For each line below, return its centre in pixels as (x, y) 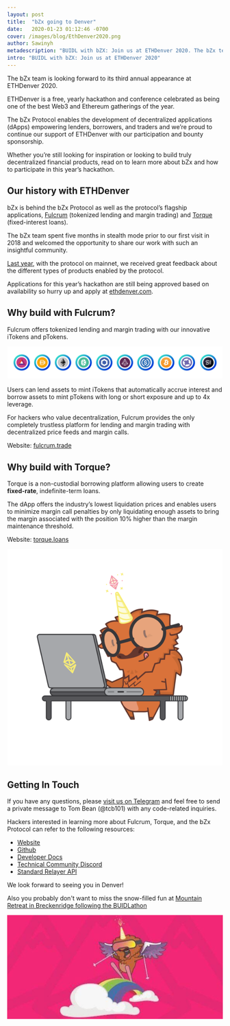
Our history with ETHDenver (68, 191)
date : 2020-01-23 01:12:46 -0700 (58, 29)
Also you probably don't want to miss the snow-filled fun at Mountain (105, 898)
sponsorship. (26, 141)
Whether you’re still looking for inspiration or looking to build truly (99, 155)
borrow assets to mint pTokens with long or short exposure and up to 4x (108, 397)
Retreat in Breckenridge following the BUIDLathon (77, 905)
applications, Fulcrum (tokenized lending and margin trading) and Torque (110, 215)
